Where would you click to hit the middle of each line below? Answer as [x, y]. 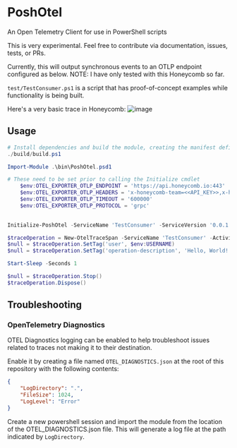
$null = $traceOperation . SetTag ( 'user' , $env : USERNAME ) [91, 244]
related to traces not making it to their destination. [80, 348]
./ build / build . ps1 [34, 154]
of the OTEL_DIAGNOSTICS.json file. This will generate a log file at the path [117, 429]
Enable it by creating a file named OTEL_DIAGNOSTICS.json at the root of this [116, 361]
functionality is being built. [46, 95]
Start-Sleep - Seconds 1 [42, 264]
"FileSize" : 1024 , [47, 395]
